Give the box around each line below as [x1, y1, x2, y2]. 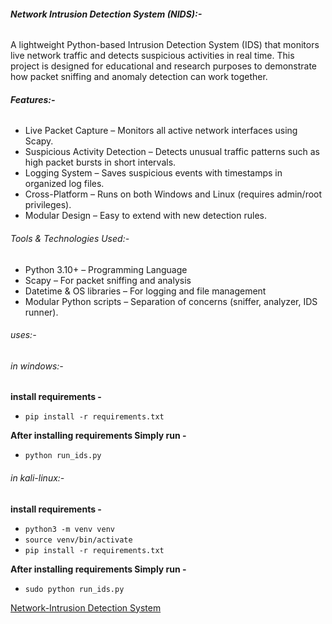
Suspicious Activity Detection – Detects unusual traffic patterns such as [24, 146, 320, 158]
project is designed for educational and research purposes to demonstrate [10, 60, 318, 72]
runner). [24, 306, 59, 318]
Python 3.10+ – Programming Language [24, 263, 188, 275]
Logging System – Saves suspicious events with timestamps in [24, 167, 283, 179]
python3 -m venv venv [24, 524, 115, 534]
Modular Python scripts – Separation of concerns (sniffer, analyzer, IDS [24, 295, 318, 307]
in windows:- [10, 360, 64, 372]
